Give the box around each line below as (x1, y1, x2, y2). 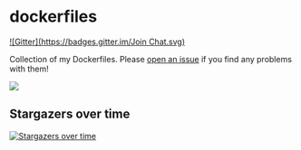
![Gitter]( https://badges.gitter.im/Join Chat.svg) (9, 36, 186, 47)
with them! (9, 63, 49, 74)
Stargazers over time (9, 107, 131, 122)
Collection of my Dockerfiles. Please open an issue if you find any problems (9, 53, 293, 64)
